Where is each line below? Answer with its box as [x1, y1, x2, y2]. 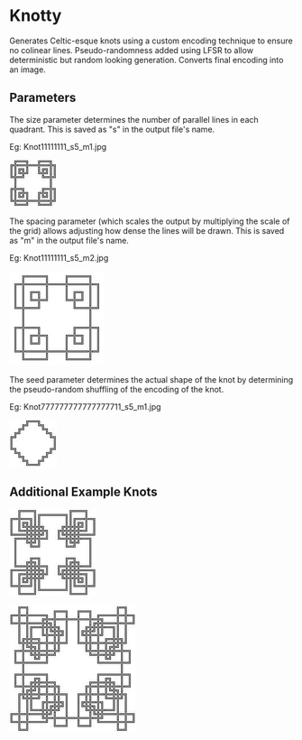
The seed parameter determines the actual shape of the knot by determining [9, 374, 294, 384]
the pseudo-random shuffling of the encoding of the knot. [9, 384, 224, 394]
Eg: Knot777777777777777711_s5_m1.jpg [9, 401, 161, 412]
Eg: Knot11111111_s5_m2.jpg [9, 252, 109, 263]
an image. [9, 64, 47, 75]
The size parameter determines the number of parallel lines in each [9, 114, 259, 125]
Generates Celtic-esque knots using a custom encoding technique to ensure [9, 35, 293, 46]
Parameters [9, 90, 77, 106]
